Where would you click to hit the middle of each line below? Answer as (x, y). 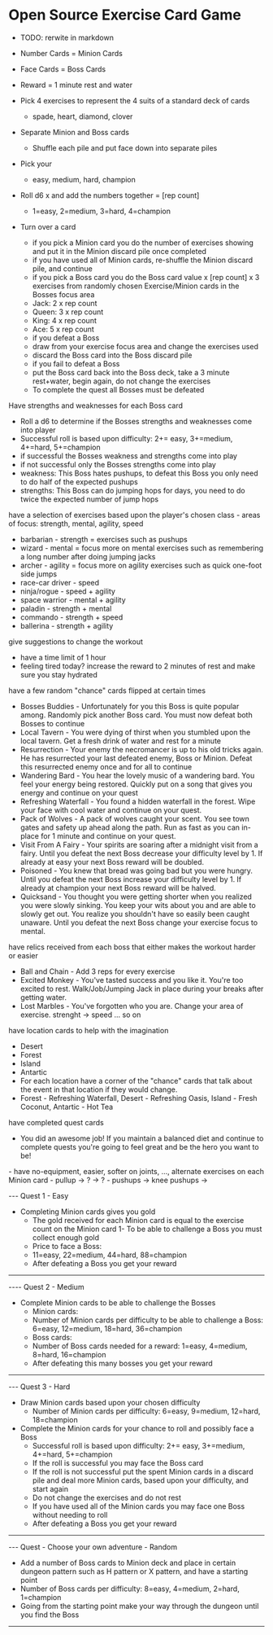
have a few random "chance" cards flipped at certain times (107, 690)
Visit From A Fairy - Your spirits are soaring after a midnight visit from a (139, 844)
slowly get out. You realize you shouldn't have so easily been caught (135, 914)
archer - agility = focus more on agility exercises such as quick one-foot (141, 565)
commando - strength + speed (71, 617)
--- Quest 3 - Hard (39, 1387)
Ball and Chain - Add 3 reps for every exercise (97, 971)
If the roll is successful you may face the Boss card (118, 1462)
